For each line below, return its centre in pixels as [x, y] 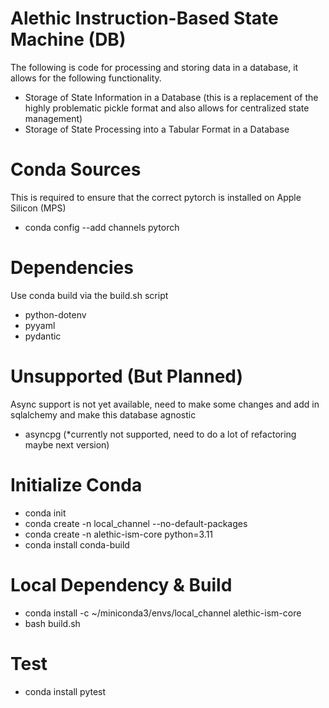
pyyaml [40, 325]
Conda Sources [76, 169]
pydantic [43, 336]
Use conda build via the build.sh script [89, 295]
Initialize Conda [76, 484]
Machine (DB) [68, 39]
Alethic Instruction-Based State [144, 18]
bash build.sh [52, 623]
